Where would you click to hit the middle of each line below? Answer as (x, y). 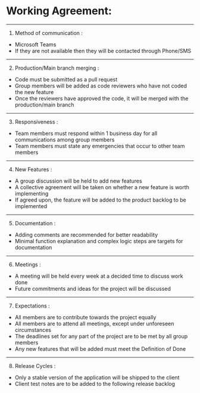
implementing (32, 193)
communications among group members (65, 139)
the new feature (34, 92)
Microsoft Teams (35, 44)
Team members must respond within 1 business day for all (86, 133)
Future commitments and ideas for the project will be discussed (93, 288)
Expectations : (32, 306)
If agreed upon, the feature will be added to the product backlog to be (100, 200)
